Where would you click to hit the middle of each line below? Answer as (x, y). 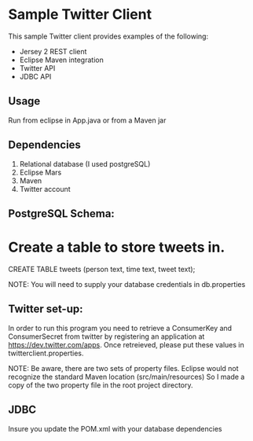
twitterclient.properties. (46, 353)
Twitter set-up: (46, 309)
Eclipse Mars (40, 172)
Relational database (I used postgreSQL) (85, 164)
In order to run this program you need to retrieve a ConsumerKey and (120, 328)
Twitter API (37, 68)
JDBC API (35, 76)
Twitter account (45, 189)
